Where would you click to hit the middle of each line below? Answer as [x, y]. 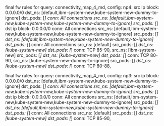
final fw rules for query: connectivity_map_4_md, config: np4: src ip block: [82, 7]
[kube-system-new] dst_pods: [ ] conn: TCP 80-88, [58, 66]
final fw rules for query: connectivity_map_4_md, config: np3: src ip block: [82, 76]
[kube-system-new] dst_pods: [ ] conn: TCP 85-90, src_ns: [66, 50]
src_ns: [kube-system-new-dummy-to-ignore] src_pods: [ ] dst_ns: [82, 60]
